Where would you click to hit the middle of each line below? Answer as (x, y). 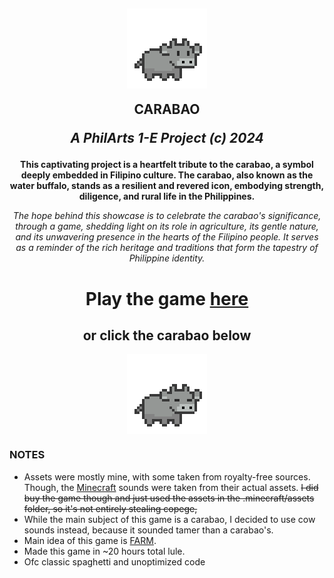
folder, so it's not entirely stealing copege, (110, 508)
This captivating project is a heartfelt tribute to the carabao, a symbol (167, 165)
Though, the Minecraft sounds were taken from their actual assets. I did (171, 487)
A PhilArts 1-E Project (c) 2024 (167, 138)
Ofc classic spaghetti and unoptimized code (114, 561)
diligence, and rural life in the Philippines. (167, 196)
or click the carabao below (167, 335)
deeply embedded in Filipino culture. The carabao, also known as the (167, 175)
